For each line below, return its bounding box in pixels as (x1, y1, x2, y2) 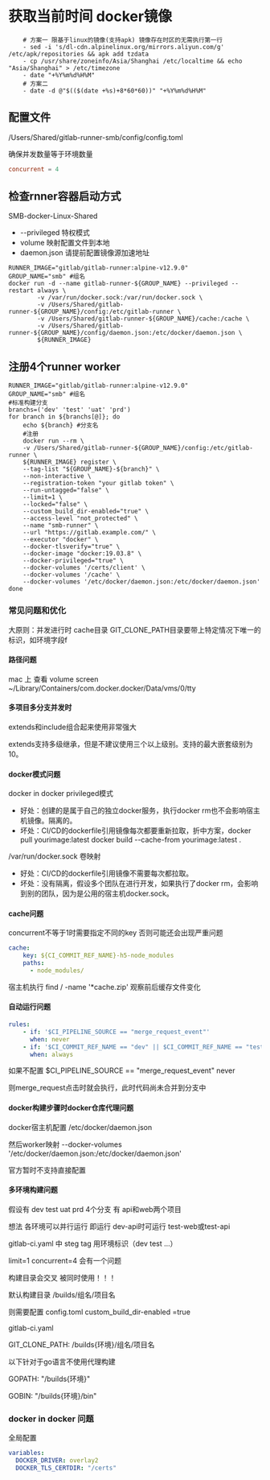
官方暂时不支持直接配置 (8, 1165, 86, 1175)
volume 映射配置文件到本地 (19, 238, 110, 248)
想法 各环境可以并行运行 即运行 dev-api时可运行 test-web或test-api (8, 1221, 231, 1231)
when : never (29, 1035, 70, 1043)
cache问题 (8, 909, 44, 918)
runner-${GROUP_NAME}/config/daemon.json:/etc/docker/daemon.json (8, 329, 235, 337)
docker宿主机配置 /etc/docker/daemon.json (8, 1122, 153, 1132)
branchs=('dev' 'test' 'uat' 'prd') (8, 406, 131, 414)
